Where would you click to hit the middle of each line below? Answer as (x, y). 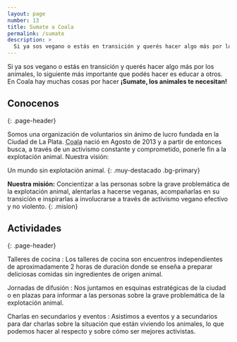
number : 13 (23, 20)
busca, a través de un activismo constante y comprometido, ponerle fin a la (117, 149)
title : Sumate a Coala (41, 27)
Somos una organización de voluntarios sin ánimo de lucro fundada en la (113, 134)
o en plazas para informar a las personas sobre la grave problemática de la (116, 295)
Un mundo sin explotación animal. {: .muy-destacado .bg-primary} (104, 170)
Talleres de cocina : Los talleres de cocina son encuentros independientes (115, 259)
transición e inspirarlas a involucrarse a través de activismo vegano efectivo (117, 198)
